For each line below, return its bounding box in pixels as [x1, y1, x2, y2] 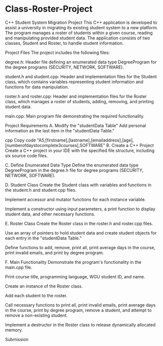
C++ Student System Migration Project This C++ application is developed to [5, 19, 157, 25]
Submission [5, 336, 29, 342]
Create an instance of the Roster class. [5, 283, 83, 289]
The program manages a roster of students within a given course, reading [5, 30, 153, 36]
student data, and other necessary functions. [5, 211, 96, 217]
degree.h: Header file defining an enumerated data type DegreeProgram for [5, 59, 157, 65]
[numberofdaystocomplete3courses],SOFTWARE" [5, 142, 106, 148]
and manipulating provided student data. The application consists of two [5, 35, 150, 41]
